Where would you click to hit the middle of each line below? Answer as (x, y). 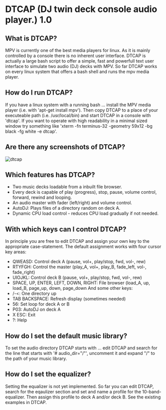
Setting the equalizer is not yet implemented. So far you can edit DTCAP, (80, 386)
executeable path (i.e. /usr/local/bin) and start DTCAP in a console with (78, 115)
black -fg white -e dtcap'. (31, 131)
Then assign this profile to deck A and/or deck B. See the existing (93, 397)
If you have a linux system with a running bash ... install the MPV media (78, 105)
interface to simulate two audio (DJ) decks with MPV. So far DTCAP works (81, 66)
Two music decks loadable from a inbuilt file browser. (67, 187)
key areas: (16, 252)
